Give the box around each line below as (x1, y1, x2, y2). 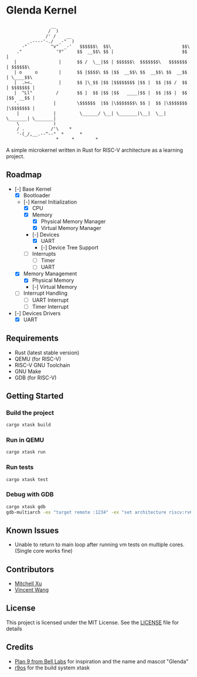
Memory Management (23, 270, 77, 277)
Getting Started (6, 391, 64, 401)
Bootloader (23, 192, 50, 199)
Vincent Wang (14, 586, 49, 593)
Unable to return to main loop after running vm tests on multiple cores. (14, 541, 185, 548)
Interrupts (32, 251, 56, 258)
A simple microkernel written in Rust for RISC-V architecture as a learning (6, 146, 184, 154)
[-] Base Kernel (14, 185, 52, 192)
